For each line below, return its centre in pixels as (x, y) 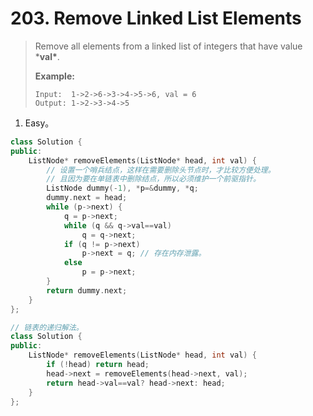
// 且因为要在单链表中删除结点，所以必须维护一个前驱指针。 (153, 179)
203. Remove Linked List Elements (156, 18)
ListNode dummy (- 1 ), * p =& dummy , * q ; (122, 188)
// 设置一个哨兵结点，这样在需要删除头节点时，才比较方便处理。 (161, 170)
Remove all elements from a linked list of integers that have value (168, 46)
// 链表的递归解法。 (47, 327)
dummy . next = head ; (87, 198)
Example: (54, 76)
